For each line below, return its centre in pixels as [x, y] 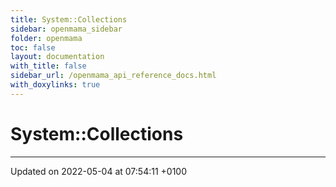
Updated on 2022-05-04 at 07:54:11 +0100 [99, 171]
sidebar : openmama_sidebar [66, 29]
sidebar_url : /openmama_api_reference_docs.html [113, 76]
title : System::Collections [69, 19]
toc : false [33, 47]
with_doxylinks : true [55, 85]
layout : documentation [57, 57]
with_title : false [48, 66]
